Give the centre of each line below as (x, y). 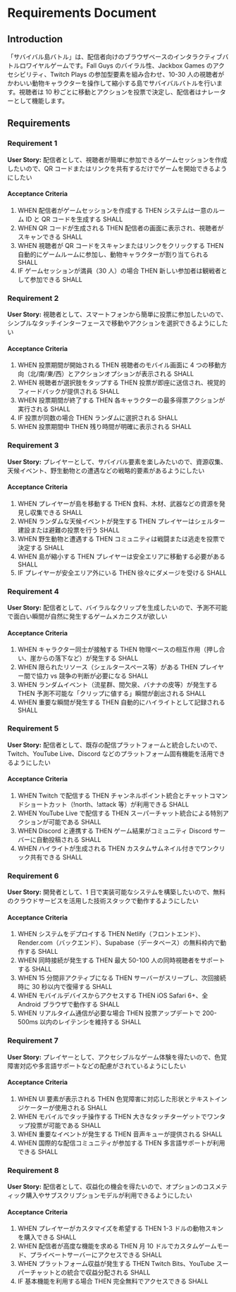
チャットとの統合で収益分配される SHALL (90, 1272)
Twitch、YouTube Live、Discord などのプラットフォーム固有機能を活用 (110, 753)
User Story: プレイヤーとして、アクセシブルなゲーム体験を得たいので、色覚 (117, 1057)
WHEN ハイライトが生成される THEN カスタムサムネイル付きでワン (115, 848)
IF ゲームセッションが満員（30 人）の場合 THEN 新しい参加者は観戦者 (119, 271)
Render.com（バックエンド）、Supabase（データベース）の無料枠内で (119, 943)
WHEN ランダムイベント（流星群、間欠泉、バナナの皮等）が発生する (117, 685)
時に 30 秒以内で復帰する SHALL (65, 987)
